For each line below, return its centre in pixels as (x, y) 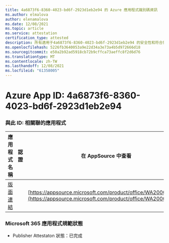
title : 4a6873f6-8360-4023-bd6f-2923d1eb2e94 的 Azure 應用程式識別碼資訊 (81, 10)
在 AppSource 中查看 (106, 156)
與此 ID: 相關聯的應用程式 (36, 123)
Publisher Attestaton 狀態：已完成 (47, 235)
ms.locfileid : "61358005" (32, 71)
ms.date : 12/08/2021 (27, 24)
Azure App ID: (35, 96)
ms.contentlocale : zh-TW (31, 61)
